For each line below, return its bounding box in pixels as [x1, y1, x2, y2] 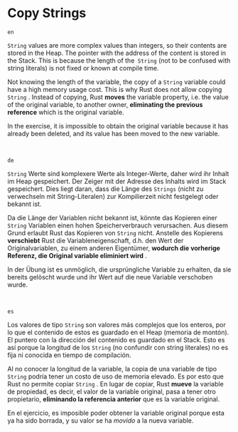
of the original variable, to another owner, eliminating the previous [7, 100, 203, 108]
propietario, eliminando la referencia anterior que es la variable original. [7, 394, 220, 403]
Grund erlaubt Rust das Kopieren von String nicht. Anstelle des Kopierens [7, 228, 224, 237]
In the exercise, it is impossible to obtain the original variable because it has [7, 121, 229, 130]
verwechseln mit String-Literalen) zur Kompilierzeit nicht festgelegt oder [7, 192, 219, 200]
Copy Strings [7, 5, 87, 21]
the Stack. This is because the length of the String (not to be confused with [7, 56, 231, 65]
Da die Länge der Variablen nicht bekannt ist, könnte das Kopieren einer [7, 213, 218, 222]
